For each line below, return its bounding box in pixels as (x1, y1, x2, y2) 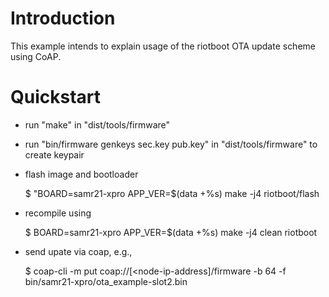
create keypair (24, 148, 85, 161)
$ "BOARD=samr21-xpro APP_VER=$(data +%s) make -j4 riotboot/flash (24, 187, 320, 199)
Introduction (10, 7, 116, 30)
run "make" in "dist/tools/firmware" (24, 118, 171, 131)
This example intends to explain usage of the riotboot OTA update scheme (10, 40, 316, 52)
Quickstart (10, 86, 102, 109)
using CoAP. (10, 50, 62, 62)
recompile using (24, 207, 92, 219)
